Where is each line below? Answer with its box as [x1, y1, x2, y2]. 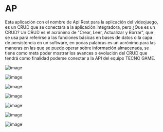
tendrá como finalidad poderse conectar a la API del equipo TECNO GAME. [5, 55, 156, 61]
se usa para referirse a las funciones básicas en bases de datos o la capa [5, 35, 152, 40]
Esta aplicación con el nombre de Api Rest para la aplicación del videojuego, [5, 19, 158, 25]
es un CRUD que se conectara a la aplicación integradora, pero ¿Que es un [5, 24, 156, 30]
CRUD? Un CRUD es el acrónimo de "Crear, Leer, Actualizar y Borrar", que [5, 29, 153, 35]
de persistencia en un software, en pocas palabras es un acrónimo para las [5, 39, 156, 45]
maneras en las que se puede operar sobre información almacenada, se [5, 45, 149, 51]
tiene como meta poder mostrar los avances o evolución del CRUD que [5, 50, 147, 56]
